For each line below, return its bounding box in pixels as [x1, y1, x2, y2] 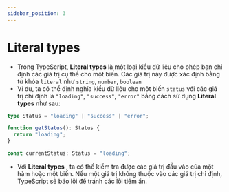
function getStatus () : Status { [7, 125, 100, 131]
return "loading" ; [13, 131, 67, 138]
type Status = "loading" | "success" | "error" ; [7, 112, 149, 119]
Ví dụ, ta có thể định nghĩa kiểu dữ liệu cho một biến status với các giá [17, 84, 218, 93]
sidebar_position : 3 [7, 10, 67, 17]
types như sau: [17, 99, 61, 107]
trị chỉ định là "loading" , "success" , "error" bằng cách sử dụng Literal [17, 92, 217, 100]
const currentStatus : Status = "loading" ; [7, 150, 131, 157]
